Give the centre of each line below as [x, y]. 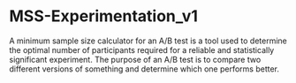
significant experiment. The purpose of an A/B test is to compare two [135, 59]
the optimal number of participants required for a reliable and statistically [142, 49]
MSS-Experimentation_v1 [104, 16]
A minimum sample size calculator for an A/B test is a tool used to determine [148, 41]
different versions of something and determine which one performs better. [144, 69]
